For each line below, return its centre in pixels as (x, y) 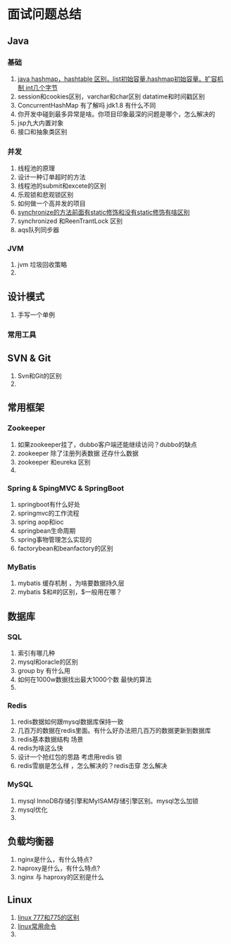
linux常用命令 (37, 926)
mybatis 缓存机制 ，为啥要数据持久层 (71, 583)
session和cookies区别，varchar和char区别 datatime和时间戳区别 (111, 96)
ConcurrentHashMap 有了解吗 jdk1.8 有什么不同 (87, 105)
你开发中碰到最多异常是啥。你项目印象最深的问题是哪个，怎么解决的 (116, 114)
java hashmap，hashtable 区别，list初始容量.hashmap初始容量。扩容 (117, 79)
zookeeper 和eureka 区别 (54, 462)
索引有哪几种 (36, 653)
